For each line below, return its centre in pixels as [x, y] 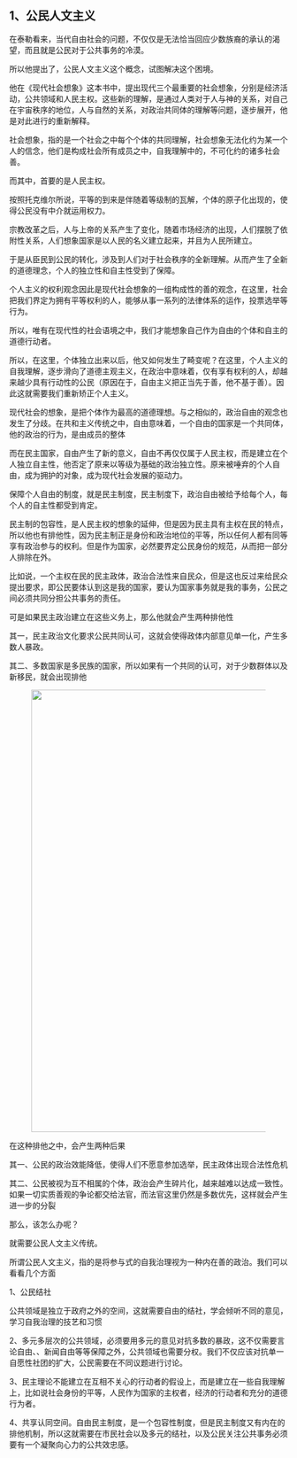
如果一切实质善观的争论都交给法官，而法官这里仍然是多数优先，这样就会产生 [148, 1194]
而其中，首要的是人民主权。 [60, 181]
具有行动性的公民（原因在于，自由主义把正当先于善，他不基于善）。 [154, 382]
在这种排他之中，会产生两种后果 [67, 1145]
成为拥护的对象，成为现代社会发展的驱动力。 [106, 475]
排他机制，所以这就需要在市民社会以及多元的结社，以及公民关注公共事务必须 [148, 1433]
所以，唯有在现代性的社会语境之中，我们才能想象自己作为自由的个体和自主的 [148, 330]
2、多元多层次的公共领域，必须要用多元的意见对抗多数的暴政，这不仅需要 [143, 1340]
